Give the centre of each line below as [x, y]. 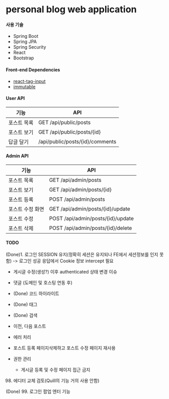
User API [15, 98]
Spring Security [30, 47]
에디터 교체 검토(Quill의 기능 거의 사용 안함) [56, 381]
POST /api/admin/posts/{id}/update [91, 218]
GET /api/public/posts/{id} [69, 132]
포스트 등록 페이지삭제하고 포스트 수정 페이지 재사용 [64, 348]
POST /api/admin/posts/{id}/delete [90, 228]
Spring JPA [25, 41]
